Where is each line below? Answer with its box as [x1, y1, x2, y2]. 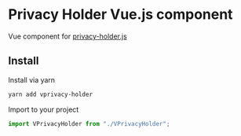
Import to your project [8, 105, 79, 114]
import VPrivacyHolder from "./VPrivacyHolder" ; [8, 119, 170, 127]
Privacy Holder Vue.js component [8, 6, 233, 24]
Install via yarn [8, 75, 56, 84]
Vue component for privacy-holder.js [8, 31, 127, 41]
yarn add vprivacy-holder [8, 90, 93, 98]
